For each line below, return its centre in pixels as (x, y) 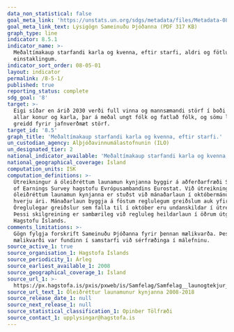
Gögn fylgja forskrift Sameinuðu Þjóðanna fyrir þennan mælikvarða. (115, 234)
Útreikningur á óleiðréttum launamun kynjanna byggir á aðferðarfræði (118, 182)
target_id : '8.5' (32, 130)
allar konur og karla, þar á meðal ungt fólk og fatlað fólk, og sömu (118, 117)
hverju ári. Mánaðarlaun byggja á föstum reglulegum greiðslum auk (114, 201)
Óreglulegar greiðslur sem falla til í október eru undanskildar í (114, 208)
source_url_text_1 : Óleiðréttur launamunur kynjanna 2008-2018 (101, 292)
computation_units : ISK (42, 169)
